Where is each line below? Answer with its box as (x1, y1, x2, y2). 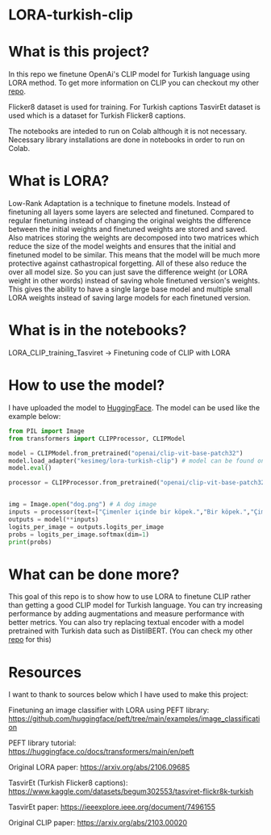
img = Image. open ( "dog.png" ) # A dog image (8, 501, 157, 509)
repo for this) (8, 635, 52, 644)
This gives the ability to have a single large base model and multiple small (8, 284, 252, 294)
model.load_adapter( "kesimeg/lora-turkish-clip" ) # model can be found (8, 456, 254, 465)
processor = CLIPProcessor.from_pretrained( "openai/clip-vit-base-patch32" (8, 479, 269, 487)
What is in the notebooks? (8, 321, 187, 340)
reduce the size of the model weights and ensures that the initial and (8, 241, 236, 251)
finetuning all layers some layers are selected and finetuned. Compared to (8, 208, 254, 217)
